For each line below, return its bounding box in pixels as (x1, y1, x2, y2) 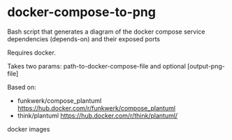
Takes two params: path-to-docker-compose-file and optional (7, 62, 187, 70)
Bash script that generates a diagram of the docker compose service (7, 27, 205, 36)
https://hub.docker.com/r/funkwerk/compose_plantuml (17, 104, 176, 112)
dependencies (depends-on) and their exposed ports (7, 34, 161, 43)
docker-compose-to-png (7, 4, 156, 20)
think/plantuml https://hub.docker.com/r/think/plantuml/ (17, 111, 178, 120)
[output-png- (187, 62, 225, 70)
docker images (7, 125, 50, 133)
